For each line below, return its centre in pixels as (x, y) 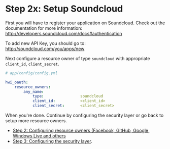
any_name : (34, 91)
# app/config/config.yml (31, 73)
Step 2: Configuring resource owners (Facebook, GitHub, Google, (81, 131)
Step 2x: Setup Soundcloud (64, 9)
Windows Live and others (39, 136)
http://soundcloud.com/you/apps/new (45, 48)
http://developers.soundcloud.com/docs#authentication (64, 33)
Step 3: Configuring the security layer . (52, 141)
